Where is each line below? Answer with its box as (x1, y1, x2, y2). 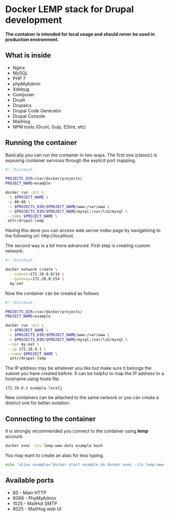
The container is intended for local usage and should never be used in (5, 31, 155, 37)
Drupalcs (12, 102, 32, 108)
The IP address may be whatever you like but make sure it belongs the (5, 365, 152, 371)
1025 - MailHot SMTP (12, 500, 57, 506)
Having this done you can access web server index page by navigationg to (5, 227, 161, 233)
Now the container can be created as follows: (5, 290, 100, 296)
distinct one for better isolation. (5, 400, 71, 406)
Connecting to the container (5, 414, 96, 423)
